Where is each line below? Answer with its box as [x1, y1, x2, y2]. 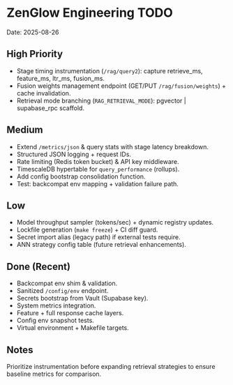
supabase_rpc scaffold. [16, 103, 85, 112]
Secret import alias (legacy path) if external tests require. [16, 233, 181, 241]
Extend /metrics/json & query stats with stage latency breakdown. [16, 142, 209, 151]
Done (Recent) [6, 260, 71, 273]
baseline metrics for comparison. [6, 370, 102, 378]
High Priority [6, 48, 63, 60]
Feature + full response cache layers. [16, 309, 124, 317]
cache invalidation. [16, 89, 71, 97]
